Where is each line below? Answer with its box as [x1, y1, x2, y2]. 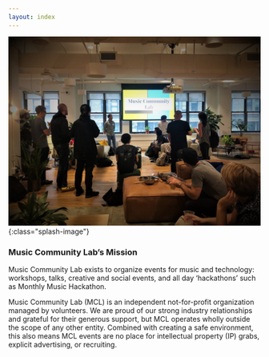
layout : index [8, 13, 56, 21]
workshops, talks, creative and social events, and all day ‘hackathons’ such [8, 273, 256, 283]
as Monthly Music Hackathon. [8, 281, 106, 291]
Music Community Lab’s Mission [8, 247, 138, 258]
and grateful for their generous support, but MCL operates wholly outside [8, 314, 251, 323]
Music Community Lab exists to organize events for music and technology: [8, 264, 255, 274]
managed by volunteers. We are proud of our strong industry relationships [8, 305, 253, 315]
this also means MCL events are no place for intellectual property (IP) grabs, [8, 331, 260, 340]
